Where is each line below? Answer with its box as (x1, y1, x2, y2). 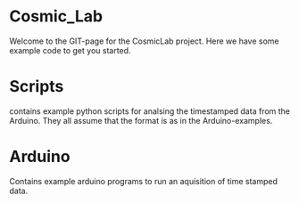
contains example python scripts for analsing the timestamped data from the (9, 105, 291, 117)
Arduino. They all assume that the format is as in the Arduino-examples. (9, 115, 273, 126)
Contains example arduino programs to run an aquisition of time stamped (9, 175, 278, 186)
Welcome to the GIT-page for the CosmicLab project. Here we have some (9, 36, 279, 46)
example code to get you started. (9, 45, 131, 55)
